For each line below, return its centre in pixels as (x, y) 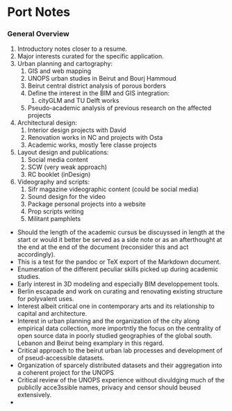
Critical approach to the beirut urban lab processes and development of (120, 350)
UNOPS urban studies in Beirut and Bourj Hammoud (102, 79)
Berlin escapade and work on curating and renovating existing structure (120, 291)
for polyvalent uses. (45, 299)
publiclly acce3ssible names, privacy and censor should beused (109, 387)
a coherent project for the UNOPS (66, 373)
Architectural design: (47, 123)
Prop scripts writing (56, 211)
